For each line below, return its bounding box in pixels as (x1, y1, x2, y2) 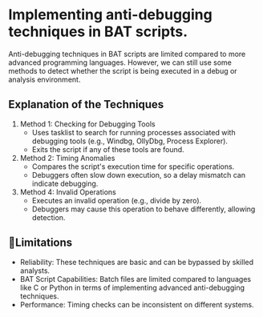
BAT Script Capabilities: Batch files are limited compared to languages (19, 274, 251, 283)
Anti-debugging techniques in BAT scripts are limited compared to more (8, 49, 246, 58)
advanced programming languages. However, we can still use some (8, 58, 233, 67)
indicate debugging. (31, 179, 99, 188)
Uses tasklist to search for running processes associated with (31, 127, 236, 137)
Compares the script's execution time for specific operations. (31, 162, 235, 171)
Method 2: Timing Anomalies (19, 153, 115, 163)
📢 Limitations (8, 236, 73, 250)
